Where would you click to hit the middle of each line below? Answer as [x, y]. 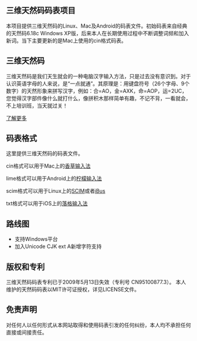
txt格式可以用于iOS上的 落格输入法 [47, 203]
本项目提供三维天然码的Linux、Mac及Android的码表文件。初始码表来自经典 [97, 26]
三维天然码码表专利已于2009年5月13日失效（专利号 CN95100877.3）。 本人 [96, 282]
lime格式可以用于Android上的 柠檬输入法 [54, 179]
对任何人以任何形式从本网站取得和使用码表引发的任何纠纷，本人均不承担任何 [98, 325]
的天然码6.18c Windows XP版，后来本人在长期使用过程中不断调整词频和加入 [98, 33]
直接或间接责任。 [27, 332]
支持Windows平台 [36, 239]
